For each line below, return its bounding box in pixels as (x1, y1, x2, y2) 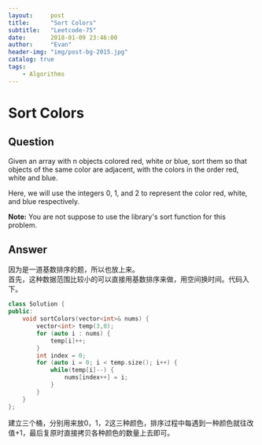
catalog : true (8, 56, 55, 64)
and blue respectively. (8, 196, 80, 206)
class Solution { (8, 300, 65, 308)
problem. (8, 220, 38, 229)
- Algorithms (22, 70, 65, 78)
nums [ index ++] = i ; (64, 373, 128, 382)
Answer (8, 243, 48, 257)
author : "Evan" (8, 41, 72, 49)
